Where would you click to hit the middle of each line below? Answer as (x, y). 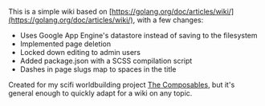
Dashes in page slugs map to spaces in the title (98, 69)
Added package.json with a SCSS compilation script (106, 61)
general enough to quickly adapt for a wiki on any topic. (100, 93)
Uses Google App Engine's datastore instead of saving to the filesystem (139, 35)
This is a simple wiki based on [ (60, 12)
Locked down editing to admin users (80, 52)
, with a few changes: (168, 20)
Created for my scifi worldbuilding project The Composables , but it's (122, 84)
